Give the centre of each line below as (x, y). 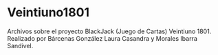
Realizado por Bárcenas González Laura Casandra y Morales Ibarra (102, 38)
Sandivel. (20, 45)
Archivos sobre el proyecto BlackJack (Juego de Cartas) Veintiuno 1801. (109, 31)
